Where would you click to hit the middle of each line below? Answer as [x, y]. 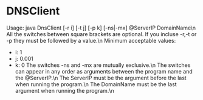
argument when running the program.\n [64, 90]
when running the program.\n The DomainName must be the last [96, 84]
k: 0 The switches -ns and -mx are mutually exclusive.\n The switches [103, 65]
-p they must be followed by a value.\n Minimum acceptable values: [91, 40]
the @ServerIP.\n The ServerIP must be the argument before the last [101, 78]
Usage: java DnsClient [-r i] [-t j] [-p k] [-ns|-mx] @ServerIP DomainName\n [101, 28]
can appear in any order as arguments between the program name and [104, 71]
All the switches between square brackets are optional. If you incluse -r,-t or [101, 34]
